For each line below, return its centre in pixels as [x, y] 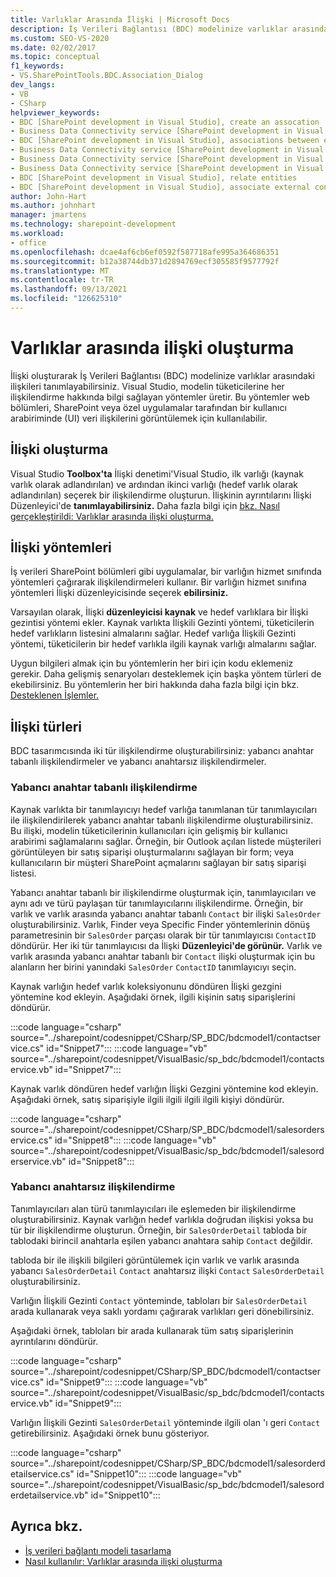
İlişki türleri [46, 726]
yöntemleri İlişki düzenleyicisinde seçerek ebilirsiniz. [119, 593]
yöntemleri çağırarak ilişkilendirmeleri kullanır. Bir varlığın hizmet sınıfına [158, 582]
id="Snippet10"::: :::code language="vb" [159, 1473]
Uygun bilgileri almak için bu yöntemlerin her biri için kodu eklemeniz [152, 663]
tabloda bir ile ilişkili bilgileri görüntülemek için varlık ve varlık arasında [155, 1260]
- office [28, 242]
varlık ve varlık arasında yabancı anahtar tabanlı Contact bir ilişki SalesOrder [166, 913]
